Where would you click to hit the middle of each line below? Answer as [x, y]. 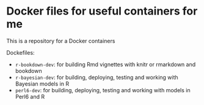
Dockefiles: [20, 52]
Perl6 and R [30, 97]
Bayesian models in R [42, 84]
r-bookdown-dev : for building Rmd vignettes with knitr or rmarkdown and [105, 64]
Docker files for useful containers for [102, 11]
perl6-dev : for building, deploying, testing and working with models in [103, 90]
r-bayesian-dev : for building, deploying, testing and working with [97, 77]
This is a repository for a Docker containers [61, 41]
